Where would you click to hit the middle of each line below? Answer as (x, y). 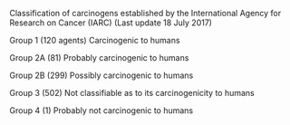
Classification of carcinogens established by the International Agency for (145, 13)
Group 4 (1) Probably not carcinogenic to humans (101, 111)
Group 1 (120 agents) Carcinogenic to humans (95, 40)
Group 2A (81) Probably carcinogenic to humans (99, 58)
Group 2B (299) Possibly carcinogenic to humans (101, 75)
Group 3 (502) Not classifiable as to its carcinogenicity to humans (132, 93)
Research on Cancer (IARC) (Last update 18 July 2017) (111, 23)
